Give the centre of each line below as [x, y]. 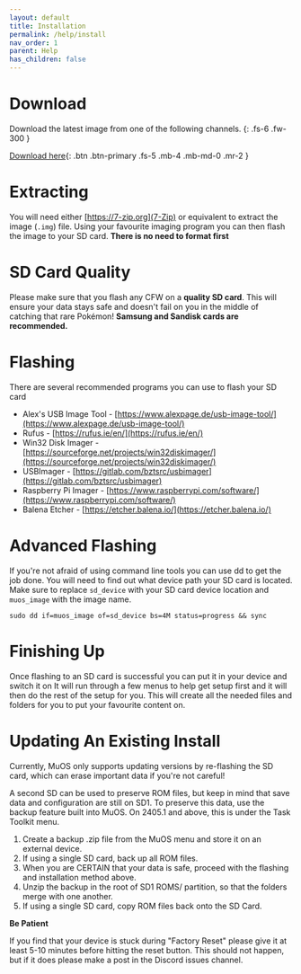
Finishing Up [57, 651]
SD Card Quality [70, 273]
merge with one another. [68, 896]
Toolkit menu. [35, 821]
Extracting [49, 192]
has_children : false [48, 59]
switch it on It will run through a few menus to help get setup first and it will [148, 686]
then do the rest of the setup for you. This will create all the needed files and [151, 695]
